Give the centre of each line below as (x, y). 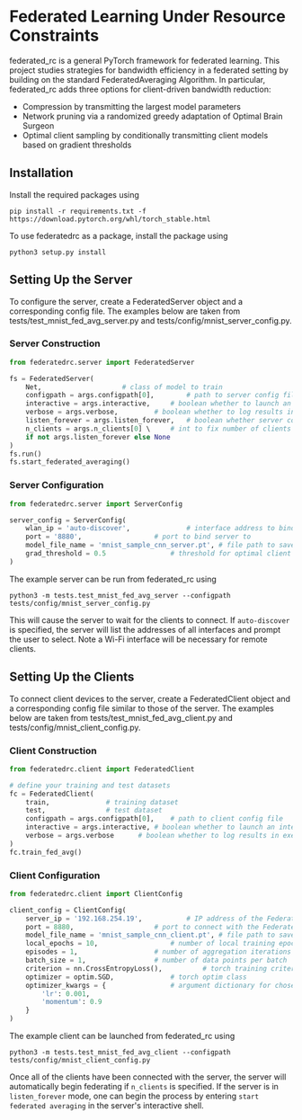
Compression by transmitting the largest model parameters (131, 106)
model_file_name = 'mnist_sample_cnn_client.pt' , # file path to (151, 935)
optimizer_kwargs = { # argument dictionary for (148, 985)
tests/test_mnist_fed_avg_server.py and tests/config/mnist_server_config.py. (151, 320)
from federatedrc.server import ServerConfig (96, 504)
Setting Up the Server (71, 280)
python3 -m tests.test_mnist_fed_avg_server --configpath (120, 595)
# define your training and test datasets (90, 785)
